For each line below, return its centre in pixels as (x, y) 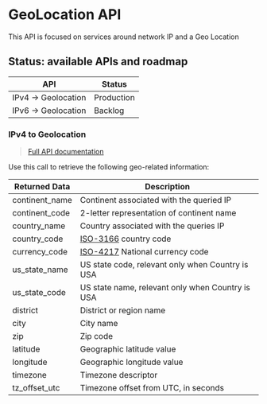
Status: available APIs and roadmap (98, 62)
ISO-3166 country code (126, 239)
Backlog (109, 111)
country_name (39, 226)
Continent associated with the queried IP (156, 200)
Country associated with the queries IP (152, 226)
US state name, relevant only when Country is (165, 288)
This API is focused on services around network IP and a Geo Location (124, 37)
